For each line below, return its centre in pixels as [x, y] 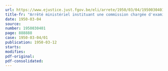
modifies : [15, 51]
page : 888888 [19, 33]
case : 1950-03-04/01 [27, 38]
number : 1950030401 [25, 28]
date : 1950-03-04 [23, 19]
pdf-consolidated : [24, 61]
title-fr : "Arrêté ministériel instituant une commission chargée [76, 14]
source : [13, 24]
